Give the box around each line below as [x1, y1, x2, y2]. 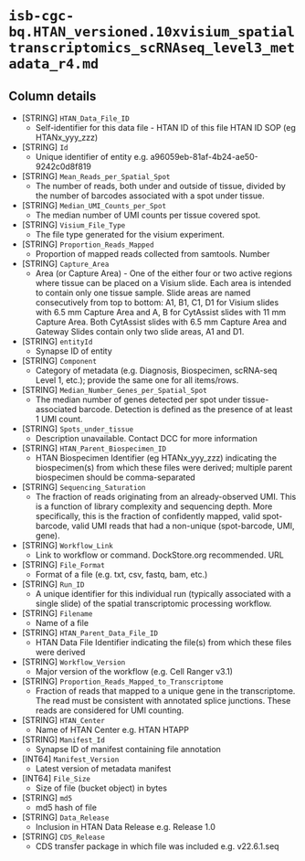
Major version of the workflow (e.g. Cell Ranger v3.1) [35, 666, 234, 676]
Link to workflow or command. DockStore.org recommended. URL [35, 549, 285, 560]
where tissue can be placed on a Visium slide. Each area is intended [35, 278, 291, 288]
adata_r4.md [8, 56, 100, 73]
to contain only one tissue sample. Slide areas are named [35, 287, 251, 298]
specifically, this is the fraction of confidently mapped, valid [35, 511, 261, 521]
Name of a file [35, 618, 89, 628]
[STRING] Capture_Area [21, 259, 110, 269]
